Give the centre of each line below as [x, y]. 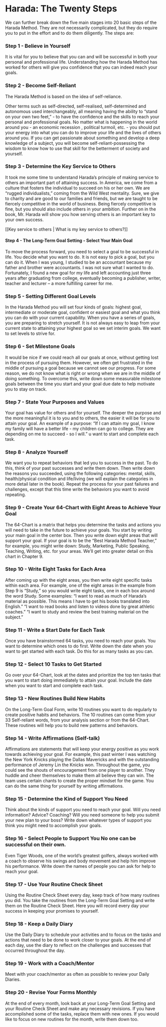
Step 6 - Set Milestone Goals [40, 346]
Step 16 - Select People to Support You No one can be [71, 838]
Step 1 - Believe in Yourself [38, 46]
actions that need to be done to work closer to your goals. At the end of [78, 940]
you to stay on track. [26, 389]
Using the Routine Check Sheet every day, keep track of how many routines [82, 895]
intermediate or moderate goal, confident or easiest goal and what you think [83, 312]
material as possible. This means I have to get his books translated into [78, 601]
